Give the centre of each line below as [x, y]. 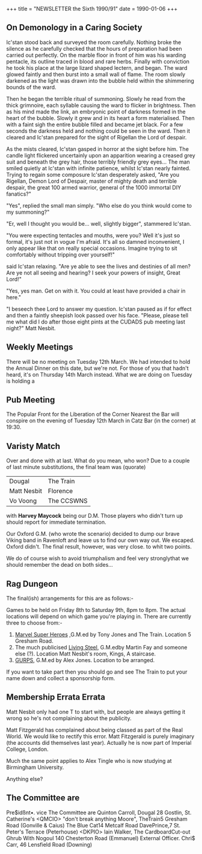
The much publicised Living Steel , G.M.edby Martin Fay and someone [101, 648]
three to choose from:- [34, 623]
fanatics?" [19, 194]
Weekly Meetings [40, 347]
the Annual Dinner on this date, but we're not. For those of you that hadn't [98, 368]
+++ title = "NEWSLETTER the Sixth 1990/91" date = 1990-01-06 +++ [92, 9]
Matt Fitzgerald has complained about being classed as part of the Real [95, 730]
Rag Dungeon [32, 584]
